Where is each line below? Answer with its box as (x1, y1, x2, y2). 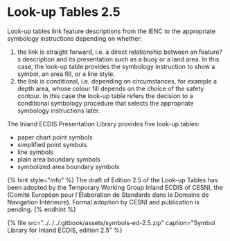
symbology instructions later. (17, 106, 100, 115)
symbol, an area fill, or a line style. (17, 70, 116, 78)
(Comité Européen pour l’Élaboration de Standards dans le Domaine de (7, 191, 209, 199)
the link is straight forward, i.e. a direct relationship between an (17, 48, 197, 56)
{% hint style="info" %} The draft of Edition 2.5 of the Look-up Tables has (7, 175, 218, 184)
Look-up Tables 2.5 (7, 4, 121, 20)
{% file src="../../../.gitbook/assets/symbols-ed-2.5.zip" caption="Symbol (7, 218, 215, 226)
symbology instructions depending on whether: (7, 34, 143, 42)
